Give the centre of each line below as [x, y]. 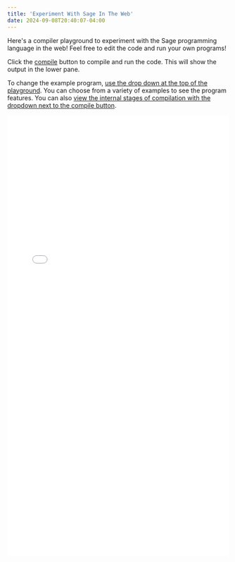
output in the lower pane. [44, 69]
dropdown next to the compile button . [62, 105]
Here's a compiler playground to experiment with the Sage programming [112, 40]
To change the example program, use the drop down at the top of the [107, 83]
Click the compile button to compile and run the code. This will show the [112, 61]
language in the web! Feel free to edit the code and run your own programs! [117, 48]
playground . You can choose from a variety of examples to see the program [117, 90]
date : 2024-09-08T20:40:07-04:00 [56, 20]
